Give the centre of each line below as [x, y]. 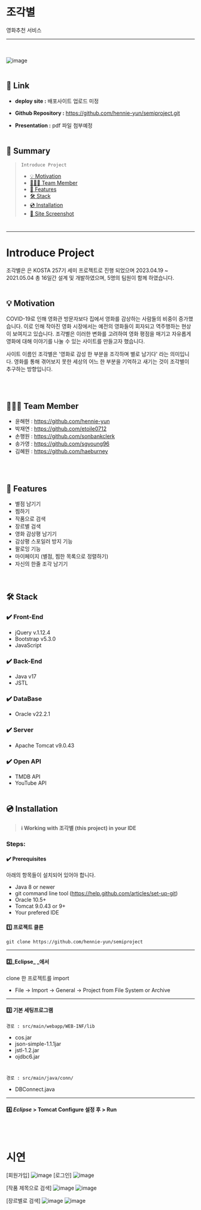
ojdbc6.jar [27, 1056]
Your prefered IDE [37, 913]
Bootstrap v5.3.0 [35, 639]
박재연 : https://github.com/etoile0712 [60, 429]
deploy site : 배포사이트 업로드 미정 [57, 101]
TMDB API [28, 776]
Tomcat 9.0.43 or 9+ [40, 906]
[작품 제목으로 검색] [29, 1188]
